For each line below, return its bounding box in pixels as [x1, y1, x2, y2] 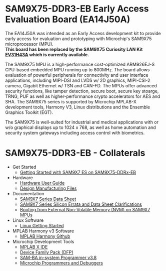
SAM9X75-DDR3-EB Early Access [5, 3, 149, 15]
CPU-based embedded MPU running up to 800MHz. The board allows [5, 66, 150, 73]
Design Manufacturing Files [19, 185, 77, 191]
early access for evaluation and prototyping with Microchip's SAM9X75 [5, 36, 152, 42]
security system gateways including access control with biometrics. [5, 129, 145, 135]
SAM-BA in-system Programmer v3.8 [19, 254, 97, 260]
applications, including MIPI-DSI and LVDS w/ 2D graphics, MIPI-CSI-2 [5, 77, 150, 83]
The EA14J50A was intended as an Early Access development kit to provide [5, 30, 161, 36]
